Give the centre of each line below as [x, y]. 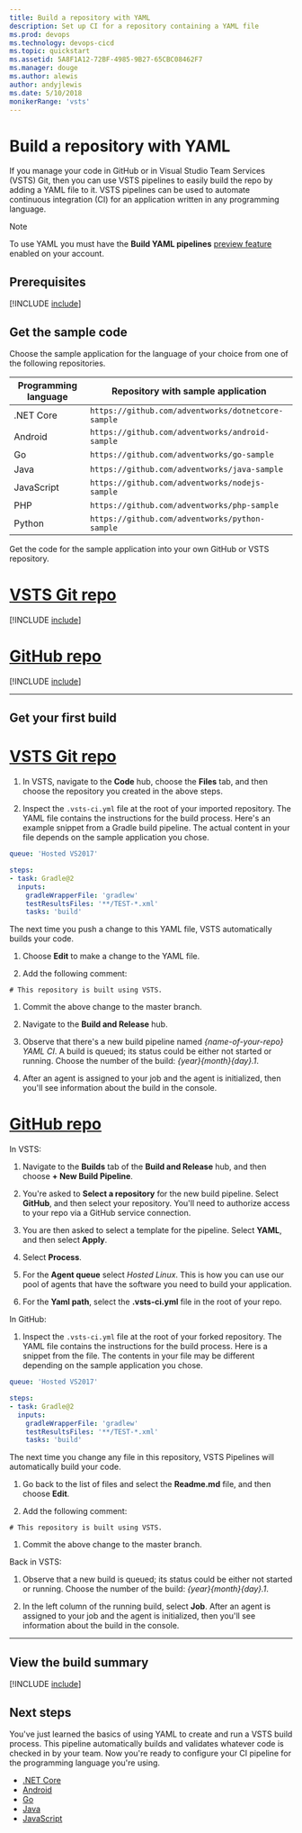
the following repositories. [58, 363]
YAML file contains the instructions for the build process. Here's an [147, 818]
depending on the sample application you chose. [113, 1366]
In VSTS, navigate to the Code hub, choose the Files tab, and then [145, 782]
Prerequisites [48, 281]
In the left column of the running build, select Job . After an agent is [147, 1606]
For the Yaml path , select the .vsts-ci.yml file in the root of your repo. [152, 1302]
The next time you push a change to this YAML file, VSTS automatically [141, 930]
